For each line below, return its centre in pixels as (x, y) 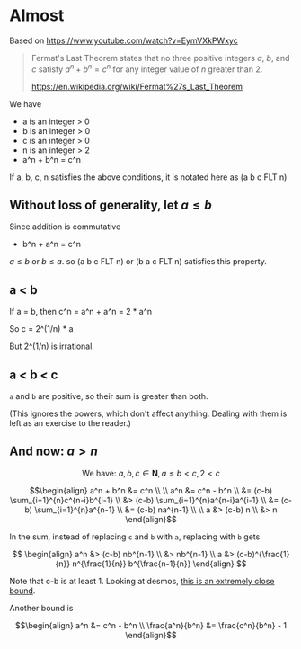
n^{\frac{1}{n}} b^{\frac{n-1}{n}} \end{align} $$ (159, 564)
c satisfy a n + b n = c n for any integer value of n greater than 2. (147, 68)
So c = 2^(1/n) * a (41, 329)
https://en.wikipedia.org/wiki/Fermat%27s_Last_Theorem (137, 86)
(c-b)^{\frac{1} (263, 554)
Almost (37, 16)
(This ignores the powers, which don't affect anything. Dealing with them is (148, 413)
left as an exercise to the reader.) (71, 423)
